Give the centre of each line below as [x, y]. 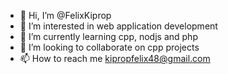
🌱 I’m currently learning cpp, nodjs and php [108, 36]
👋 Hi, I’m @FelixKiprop [65, 15]
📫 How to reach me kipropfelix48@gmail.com [115, 58]
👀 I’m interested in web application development [118, 26]
